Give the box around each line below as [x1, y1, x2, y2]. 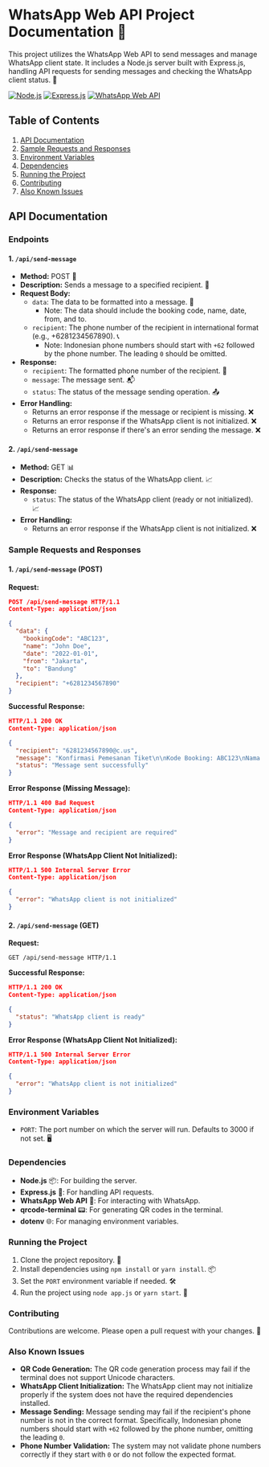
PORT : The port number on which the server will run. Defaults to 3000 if [19, 1125, 255, 1134]
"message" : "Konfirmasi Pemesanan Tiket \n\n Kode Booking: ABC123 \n [15, 754, 247, 762]
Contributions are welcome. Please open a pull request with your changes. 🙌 [8, 1326, 262, 1336]
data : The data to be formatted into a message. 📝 [31, 297, 194, 307]
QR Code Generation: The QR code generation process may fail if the [19, 1364, 251, 1374]
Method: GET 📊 [19, 462, 75, 472]
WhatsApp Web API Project [8, 6, 195, 24]
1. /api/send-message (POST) [8, 564, 103, 574]
